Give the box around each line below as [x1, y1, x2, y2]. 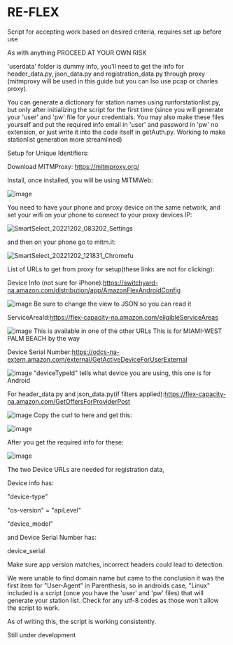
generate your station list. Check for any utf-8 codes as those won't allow [7, 596, 219, 604]
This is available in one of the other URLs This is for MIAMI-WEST [34, 327, 223, 335]
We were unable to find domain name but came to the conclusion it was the [7, 573, 225, 582]
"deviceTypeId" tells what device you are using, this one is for [34, 369, 212, 377]
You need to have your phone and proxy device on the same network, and [7, 203, 221, 211]
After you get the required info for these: [7, 437, 124, 446]
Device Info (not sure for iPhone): [7, 278, 104, 287]
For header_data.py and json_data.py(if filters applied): [7, 390, 165, 398]
